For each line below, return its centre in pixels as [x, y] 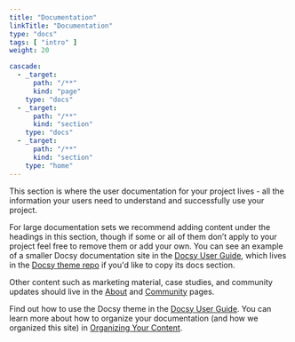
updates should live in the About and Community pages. [112, 291]
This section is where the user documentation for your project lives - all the [147, 191]
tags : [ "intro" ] [43, 42]
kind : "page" [57, 91]
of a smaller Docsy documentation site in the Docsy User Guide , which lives [148, 255]
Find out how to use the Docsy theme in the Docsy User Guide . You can [140, 308]
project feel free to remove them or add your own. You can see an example [146, 246]
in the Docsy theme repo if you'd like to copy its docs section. [122, 265]
